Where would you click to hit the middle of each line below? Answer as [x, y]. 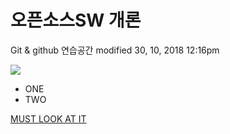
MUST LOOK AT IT [48, 118]
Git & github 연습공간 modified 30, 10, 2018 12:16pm [115, 50]
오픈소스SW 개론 [76, 20]
